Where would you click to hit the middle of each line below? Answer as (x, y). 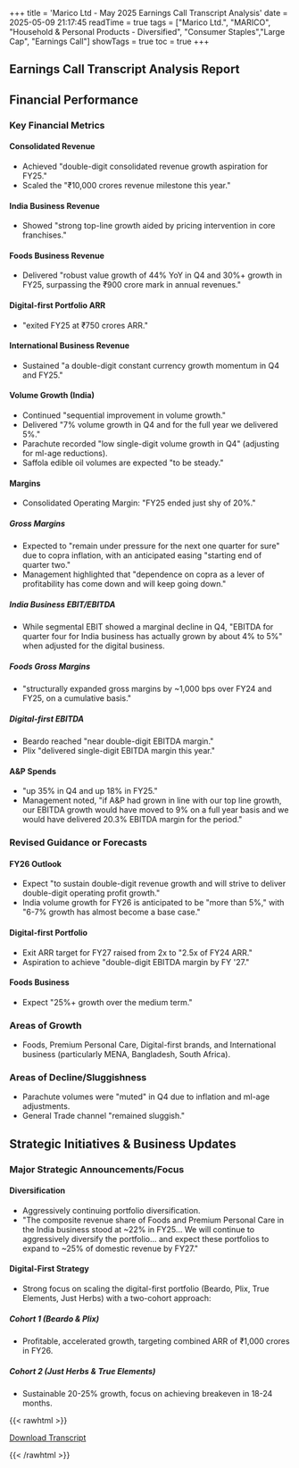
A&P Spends (33, 771)
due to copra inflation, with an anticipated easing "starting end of (142, 555)
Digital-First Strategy (49, 1269)
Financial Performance (74, 100)
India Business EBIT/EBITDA (62, 604)
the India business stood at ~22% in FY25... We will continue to (138, 1229)
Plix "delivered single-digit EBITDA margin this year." (119, 751)
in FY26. (37, 1351)
